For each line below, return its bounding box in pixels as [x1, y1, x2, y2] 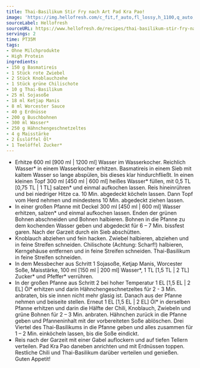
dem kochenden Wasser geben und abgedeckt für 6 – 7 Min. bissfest [14, 222, 185, 229]
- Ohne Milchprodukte [6, 48, 60, 54]
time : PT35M [6, 36, 36, 42]
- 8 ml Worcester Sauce [6, 103, 65, 109]
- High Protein [6, 53, 44, 59]
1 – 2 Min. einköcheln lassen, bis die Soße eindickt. [14, 330, 139, 337]
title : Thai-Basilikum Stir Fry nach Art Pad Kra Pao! [6, 8, 145, 15]
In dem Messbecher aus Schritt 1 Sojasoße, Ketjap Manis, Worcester [14, 260, 183, 267]
